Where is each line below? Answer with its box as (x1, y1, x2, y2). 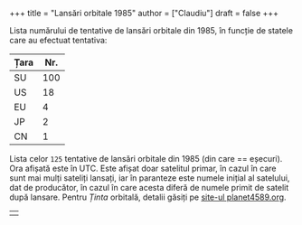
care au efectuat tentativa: (9, 35, 108, 45)
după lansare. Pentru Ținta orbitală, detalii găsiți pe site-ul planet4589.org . (9, 192, 287, 202)
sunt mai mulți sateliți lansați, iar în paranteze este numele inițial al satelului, (9, 173, 290, 183)
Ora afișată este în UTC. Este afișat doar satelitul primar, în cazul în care (9, 163, 277, 173)
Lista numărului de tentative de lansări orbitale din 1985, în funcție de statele (9, 25, 294, 35)
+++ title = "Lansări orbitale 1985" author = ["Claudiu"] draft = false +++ (9, 8, 278, 18)
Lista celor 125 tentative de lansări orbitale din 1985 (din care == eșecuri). (9, 154, 283, 164)
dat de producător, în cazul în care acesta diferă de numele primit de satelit (9, 183, 289, 192)
